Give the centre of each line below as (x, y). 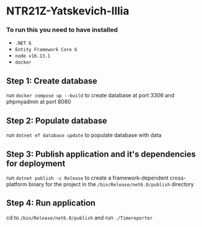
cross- (178, 178)
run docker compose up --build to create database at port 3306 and (90, 95)
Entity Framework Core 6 (46, 50)
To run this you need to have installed (62, 30)
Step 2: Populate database (57, 120)
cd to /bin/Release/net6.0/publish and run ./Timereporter (80, 217)
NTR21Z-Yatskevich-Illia (68, 11)
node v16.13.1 (32, 56)
